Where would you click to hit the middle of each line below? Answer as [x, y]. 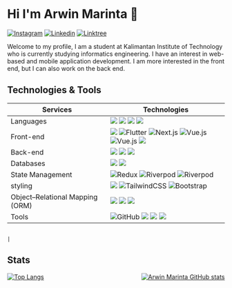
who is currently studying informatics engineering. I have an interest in [107, 54]
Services [57, 110]
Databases [28, 163]
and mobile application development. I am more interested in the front [126, 61]
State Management [41, 174]
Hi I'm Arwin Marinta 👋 [73, 14]
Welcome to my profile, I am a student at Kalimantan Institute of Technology [115, 46]
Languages [29, 121]
